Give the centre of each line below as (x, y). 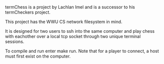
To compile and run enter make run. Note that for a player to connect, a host (82, 51)
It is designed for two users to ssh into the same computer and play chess (80, 31)
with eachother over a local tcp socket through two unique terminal (73, 36)
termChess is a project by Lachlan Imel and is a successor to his (70, 7)
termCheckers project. (28, 12)
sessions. (15, 42)
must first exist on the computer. (38, 56)
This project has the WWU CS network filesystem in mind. (64, 22)
